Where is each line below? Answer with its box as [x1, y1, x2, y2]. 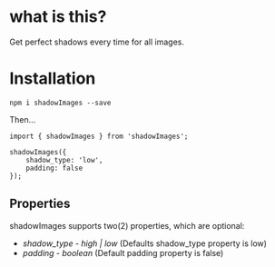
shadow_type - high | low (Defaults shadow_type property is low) [22, 238, 268, 249]
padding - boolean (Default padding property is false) [22, 247, 224, 258]
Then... [9, 114, 36, 124]
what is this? [9, 6, 107, 27]
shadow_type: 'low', [25, 155, 103, 164]
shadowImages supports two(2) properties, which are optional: [9, 220, 245, 231]
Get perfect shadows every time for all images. [9, 36, 184, 47]
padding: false [25, 163, 83, 173]
